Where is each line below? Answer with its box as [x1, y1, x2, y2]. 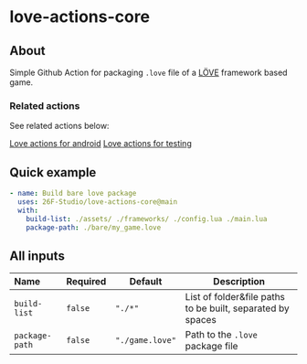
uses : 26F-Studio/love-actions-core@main [17, 197, 178, 207]
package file [185, 340, 238, 353]
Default [129, 275, 163, 288]
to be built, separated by [185, 302, 290, 315]
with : [17, 206, 39, 215]
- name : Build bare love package [9, 189, 137, 198]
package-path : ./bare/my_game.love [26, 222, 162, 232]
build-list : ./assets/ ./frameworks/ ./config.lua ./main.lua [26, 214, 268, 223]
